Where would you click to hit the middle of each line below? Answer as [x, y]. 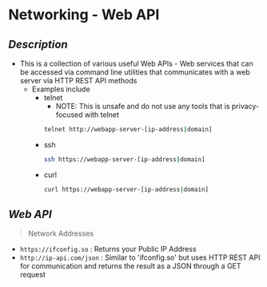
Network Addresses [61, 233]
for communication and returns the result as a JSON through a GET [130, 266]
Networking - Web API [84, 15]
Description [38, 44]
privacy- [245, 106]
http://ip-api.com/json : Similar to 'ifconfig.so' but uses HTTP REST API [140, 257]
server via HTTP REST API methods [78, 81]
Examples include [61, 89]
